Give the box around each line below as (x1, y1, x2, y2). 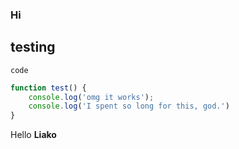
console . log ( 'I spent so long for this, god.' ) (28, 101, 230, 112)
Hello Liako (10, 129, 57, 141)
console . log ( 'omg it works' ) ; (28, 92, 155, 102)
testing (10, 39, 56, 56)
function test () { (10, 83, 87, 93)
